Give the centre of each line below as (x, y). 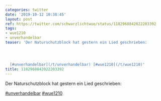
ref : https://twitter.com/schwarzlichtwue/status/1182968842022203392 (81, 24)
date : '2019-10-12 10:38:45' (36, 14)
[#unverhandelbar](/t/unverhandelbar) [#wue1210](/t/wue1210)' (77, 64)
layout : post (19, 19)
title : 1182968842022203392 (35, 69)
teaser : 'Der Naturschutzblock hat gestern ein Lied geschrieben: (76, 42)
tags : (11, 28)
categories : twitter (27, 10)
